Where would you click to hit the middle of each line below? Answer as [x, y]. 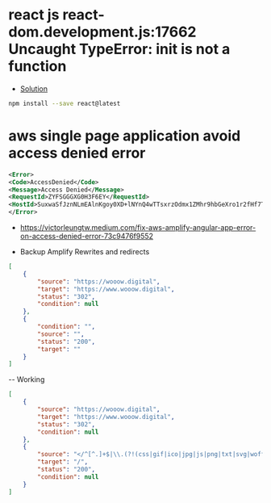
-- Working [27, 379]
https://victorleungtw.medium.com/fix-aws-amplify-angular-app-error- [138, 227]
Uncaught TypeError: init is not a [119, 49]
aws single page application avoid [125, 136]
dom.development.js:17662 [102, 32]
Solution [34, 88]
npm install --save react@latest [65, 103]
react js [34, 15]
